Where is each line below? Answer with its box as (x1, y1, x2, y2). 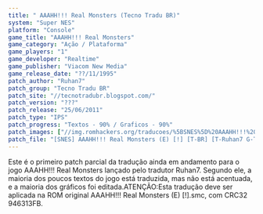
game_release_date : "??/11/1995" (8, 70, 117, 78)
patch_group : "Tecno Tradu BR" (8, 84, 110, 92)
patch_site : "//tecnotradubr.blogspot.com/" (8, 92, 156, 100)
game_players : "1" (8, 48, 68, 56)
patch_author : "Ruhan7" (8, 77, 86, 85)
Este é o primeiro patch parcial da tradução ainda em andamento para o (8, 157, 240, 166)
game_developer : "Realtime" (8, 56, 100, 63)
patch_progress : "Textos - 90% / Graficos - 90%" (8, 121, 174, 129)
